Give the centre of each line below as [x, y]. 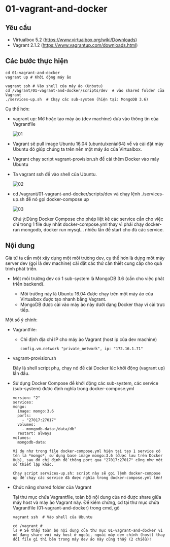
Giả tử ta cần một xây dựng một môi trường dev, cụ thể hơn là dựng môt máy [85, 258]
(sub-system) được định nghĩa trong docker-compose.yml [73, 388]
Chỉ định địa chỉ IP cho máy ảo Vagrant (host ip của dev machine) [89, 339]
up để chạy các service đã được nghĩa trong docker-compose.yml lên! [88, 477]
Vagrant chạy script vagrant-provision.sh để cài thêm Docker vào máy [86, 159]
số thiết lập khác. [33, 464]
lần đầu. [21, 373]
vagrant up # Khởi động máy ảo [38, 77]
